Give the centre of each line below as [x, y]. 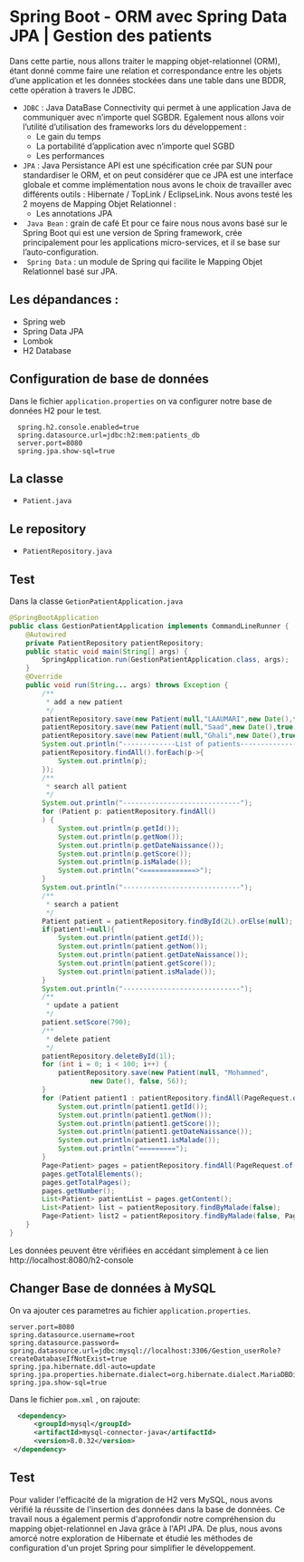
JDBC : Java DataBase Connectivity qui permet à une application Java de [157, 107]
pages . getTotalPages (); [86, 1182]
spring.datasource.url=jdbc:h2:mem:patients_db [109, 435]
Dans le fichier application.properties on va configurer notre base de [141, 401]
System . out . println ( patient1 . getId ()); [133, 1106]
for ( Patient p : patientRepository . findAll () [129, 812]
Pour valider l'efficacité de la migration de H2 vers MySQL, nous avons [141, 1499]
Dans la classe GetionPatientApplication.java [96, 601]
